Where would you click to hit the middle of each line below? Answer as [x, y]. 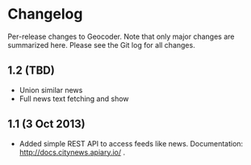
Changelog [45, 14]
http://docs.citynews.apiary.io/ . [72, 152]
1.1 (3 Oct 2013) [46, 124]
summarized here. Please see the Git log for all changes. [101, 44]
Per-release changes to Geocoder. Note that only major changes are [121, 36]
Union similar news [51, 90]
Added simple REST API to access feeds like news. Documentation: [131, 143]
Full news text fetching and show [74, 99]
